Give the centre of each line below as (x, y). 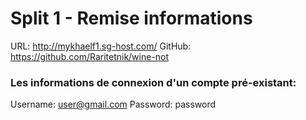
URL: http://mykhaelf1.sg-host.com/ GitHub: (101, 46)
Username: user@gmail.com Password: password (113, 104)
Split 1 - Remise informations (131, 18)
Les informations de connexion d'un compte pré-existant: (153, 82)
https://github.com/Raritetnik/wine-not (90, 56)
